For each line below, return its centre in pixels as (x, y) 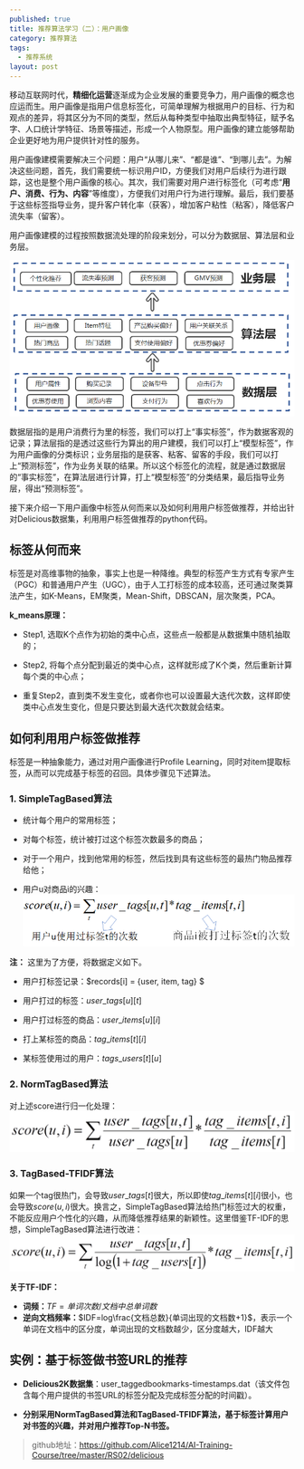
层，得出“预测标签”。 (49, 488)
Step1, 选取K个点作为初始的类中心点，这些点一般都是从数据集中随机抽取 (157, 635)
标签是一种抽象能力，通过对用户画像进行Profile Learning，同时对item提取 (146, 762)
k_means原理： (39, 615)
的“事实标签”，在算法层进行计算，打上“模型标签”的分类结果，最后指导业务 (147, 476)
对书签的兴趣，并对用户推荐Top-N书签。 (98, 1426)
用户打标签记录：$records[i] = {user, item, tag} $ (114, 982)
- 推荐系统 (35, 58)
